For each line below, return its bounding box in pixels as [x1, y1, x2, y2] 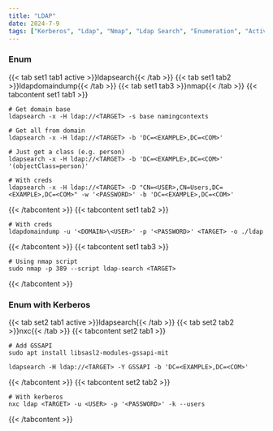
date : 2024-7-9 [8, 19, 60, 28]
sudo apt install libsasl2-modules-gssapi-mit [8, 348, 169, 357]
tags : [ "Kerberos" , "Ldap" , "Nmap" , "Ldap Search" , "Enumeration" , [8, 27, 242, 35]
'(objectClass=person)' [8, 162, 89, 170]
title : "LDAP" [8, 11, 57, 20]
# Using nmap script [8, 257, 79, 265]
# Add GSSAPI [8, 342, 53, 350]
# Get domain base [8, 105, 71, 114]
